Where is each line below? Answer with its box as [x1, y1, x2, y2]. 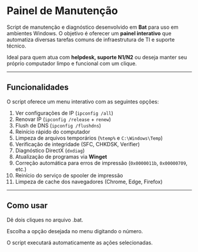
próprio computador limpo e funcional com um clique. [6, 60, 137, 67]
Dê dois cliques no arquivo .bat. [6, 216, 83, 223]
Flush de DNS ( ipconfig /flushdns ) [15, 122, 102, 129]
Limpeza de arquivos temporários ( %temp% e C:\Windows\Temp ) [15, 134, 163, 142]
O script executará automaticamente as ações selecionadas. [6, 239, 153, 246]
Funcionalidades [6, 82, 69, 92]
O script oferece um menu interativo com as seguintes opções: [6, 98, 159, 105]
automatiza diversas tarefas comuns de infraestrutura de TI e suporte [6, 36, 175, 43]
